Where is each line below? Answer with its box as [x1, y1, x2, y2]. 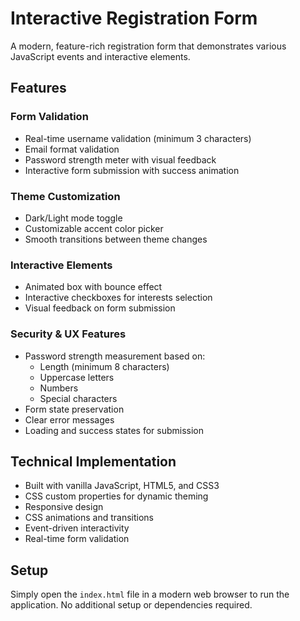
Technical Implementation [10, 453, 177, 470]
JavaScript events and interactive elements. [10, 50, 191, 62]
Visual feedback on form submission [24, 302, 176, 314]
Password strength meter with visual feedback [24, 153, 217, 166]
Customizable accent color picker [24, 222, 164, 234]
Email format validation [24, 143, 120, 155]
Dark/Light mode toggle [24, 212, 123, 224]
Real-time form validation [24, 533, 130, 545]
